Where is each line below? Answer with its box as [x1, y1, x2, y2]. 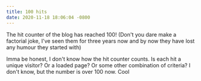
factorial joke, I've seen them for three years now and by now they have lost [6, 37, 195, 44]
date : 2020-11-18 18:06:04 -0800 [6, 14, 91, 20]
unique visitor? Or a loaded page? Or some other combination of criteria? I [6, 61, 191, 69]
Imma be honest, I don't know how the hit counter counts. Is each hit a [6, 55, 181, 62]
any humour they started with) [6, 43, 81, 51]
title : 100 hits [6, 8, 47, 15]
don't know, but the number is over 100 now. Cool [6, 68, 130, 75]
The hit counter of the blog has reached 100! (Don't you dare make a [6, 31, 177, 38]
